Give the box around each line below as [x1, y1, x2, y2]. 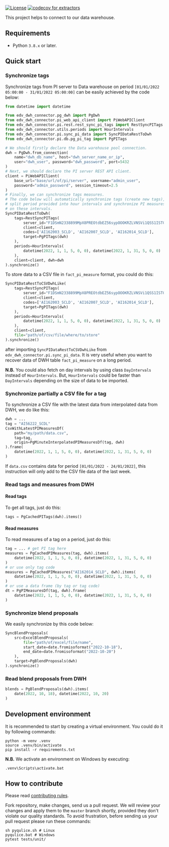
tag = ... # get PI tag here [5, 546, 66, 551]
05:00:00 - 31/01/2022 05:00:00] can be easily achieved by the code [5, 89, 150, 95]
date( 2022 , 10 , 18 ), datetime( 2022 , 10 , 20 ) [14, 692, 109, 697]
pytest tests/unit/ [5, 837, 46, 842]
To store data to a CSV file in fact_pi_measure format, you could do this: [5, 272, 154, 278]
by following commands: [5, 728, 56, 734]
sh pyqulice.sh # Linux [5, 828, 55, 833]
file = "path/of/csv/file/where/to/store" [14, 332, 100, 337]
